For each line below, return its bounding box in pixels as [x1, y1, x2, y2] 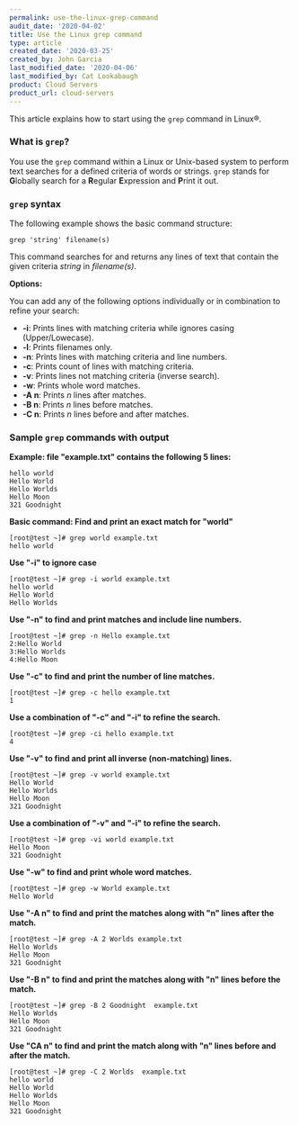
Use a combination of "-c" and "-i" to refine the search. [9, 712, 222, 723]
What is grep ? [9, 136, 70, 148]
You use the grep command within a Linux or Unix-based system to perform [9, 156, 289, 166]
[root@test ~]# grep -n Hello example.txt [9, 632, 171, 641]
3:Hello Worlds [9, 647, 66, 657]
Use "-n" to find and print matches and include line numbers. [9, 614, 242, 625]
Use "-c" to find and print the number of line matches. [9, 671, 215, 682]
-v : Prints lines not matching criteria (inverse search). [22, 371, 220, 382]
